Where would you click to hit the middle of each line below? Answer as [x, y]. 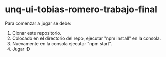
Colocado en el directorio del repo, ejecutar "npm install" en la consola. [87, 38]
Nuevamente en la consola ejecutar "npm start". [62, 43]
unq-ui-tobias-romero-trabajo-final [81, 9]
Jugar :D [21, 49]
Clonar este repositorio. [37, 33]
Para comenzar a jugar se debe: [38, 23]
